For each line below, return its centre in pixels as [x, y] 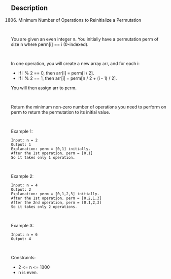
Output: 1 [21, 144]
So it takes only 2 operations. [44, 207]
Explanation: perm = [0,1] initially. [51, 149]
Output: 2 [21, 189]
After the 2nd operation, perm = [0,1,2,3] [56, 202]
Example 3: [22, 225]
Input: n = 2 [24, 140]
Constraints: [23, 257]
